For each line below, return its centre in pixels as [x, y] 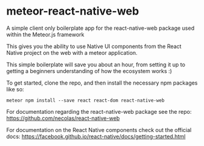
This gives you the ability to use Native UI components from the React [94, 46]
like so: [15, 89]
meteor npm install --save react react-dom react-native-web [86, 100]
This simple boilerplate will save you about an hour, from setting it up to [96, 64]
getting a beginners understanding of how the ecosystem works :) [89, 71]
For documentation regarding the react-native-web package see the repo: [99, 111]
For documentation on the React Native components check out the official [99, 130]
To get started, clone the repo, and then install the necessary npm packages [102, 83]
